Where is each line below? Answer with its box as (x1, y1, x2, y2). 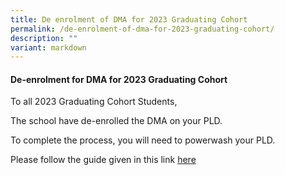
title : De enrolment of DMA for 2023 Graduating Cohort (10, 14, 248, 25)
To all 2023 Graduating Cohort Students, (10, 96, 178, 108)
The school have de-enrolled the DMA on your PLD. (10, 115, 223, 127)
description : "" (10, 33, 78, 43)
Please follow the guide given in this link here (10, 154, 197, 166)
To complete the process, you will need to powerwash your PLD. (10, 134, 276, 146)
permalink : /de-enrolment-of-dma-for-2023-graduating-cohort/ (10, 24, 275, 34)
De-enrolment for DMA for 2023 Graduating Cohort (10, 73, 228, 85)
